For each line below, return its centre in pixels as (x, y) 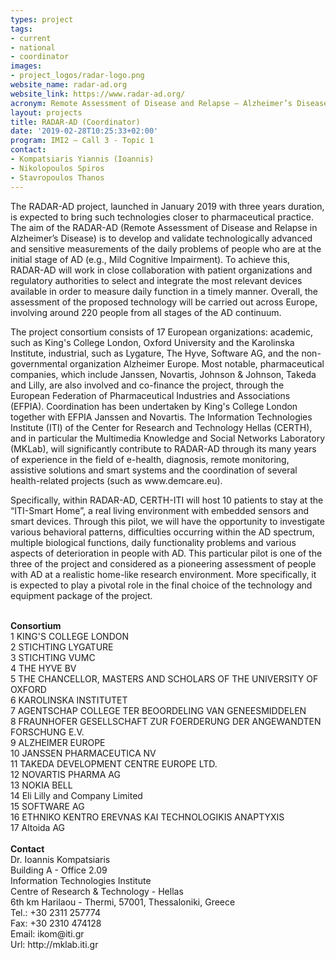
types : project (42, 19)
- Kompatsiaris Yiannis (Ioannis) (82, 159)
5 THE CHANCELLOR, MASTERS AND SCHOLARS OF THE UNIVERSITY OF (164, 678)
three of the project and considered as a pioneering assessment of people (163, 563)
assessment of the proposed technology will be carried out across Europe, (164, 302)
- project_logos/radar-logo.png (77, 76)
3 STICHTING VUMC (53, 657)
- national (33, 47)
